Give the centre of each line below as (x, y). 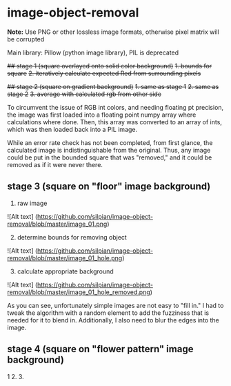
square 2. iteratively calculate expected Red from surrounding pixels (104, 73)
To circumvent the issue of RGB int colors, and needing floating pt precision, (115, 107)
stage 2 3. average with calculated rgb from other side (84, 94)
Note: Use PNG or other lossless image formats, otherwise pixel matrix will (113, 32)
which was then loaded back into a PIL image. (72, 129)
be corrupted (26, 39)
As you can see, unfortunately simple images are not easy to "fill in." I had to (115, 305)
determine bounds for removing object (72, 237)
